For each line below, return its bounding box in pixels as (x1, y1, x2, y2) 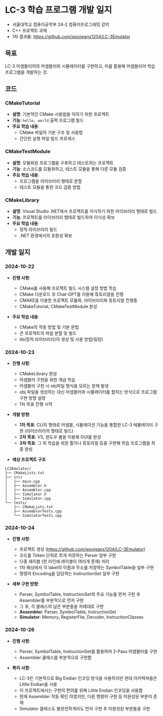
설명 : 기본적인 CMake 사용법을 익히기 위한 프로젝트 (12, 111, 109, 117)
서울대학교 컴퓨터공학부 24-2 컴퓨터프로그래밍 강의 (12, 21, 109, 27)
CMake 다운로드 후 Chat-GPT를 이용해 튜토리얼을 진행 (19, 291, 124, 297)
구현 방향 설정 (19, 395, 46, 401)
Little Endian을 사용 (19, 681, 57, 687)
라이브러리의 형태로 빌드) (26, 428, 74, 434)
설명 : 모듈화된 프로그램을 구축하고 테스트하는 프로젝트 (12, 160, 114, 165)
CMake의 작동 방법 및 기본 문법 (19, 324, 79, 330)
